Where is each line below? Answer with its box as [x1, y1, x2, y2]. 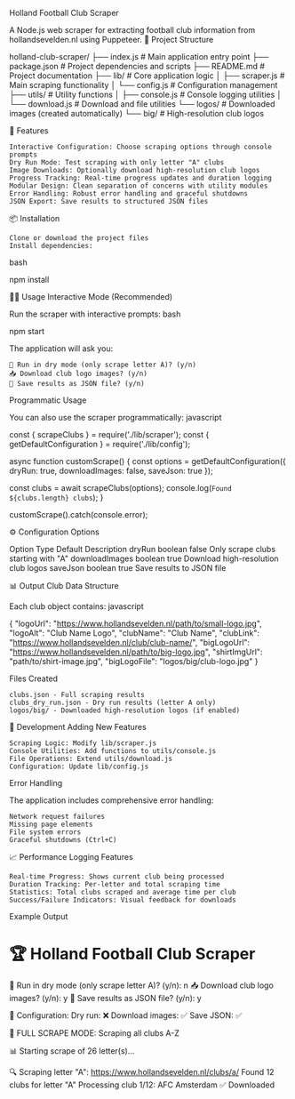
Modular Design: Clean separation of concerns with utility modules [9, 181, 268, 190]
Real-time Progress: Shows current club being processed [9, 872, 225, 881]
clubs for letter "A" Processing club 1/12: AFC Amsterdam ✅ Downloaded [9, 1079, 275, 1090]
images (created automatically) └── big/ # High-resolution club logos [9, 108, 265, 118]
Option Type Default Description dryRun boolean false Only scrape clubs [9, 544, 276, 554]
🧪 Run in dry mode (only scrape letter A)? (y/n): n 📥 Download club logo [9, 980, 274, 991]
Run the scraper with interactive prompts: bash [9, 309, 181, 319]
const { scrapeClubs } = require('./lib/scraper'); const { [9, 429, 210, 439]
